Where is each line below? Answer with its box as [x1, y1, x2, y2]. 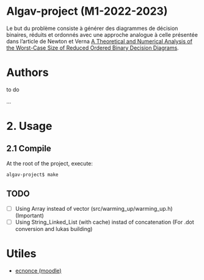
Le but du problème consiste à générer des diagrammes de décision [6, 25, 178, 32]
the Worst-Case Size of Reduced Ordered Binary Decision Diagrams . [6, 44, 179, 51]
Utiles [6, 246, 37, 260]
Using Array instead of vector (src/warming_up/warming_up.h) [15, 205, 173, 212]
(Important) [15, 211, 44, 219]
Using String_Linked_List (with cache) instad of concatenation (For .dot [15, 218, 194, 225]
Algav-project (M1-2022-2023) [6, 4, 168, 18]
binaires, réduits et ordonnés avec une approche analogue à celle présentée [6, 31, 199, 38]
